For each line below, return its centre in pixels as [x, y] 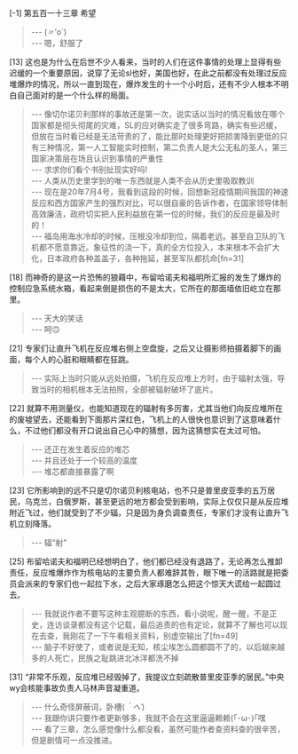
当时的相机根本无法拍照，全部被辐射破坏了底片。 [128, 389]
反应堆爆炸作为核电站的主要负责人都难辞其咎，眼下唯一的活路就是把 [157, 572]
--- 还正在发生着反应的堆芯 [80, 449]
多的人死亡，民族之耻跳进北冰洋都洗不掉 [105, 658]
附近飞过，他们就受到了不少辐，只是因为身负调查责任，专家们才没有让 [137, 512]
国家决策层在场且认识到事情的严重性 [97, 159]
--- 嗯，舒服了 [57, 43]
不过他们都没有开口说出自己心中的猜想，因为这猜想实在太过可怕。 [145, 430]
